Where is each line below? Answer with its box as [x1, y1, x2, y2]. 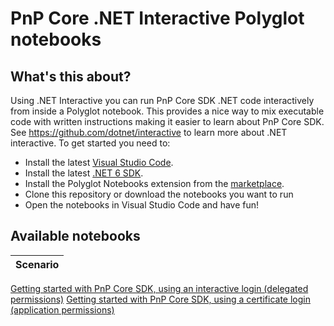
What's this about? [10, 68, 132, 85]
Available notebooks [10, 228, 141, 245]
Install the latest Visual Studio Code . [24, 157, 174, 168]
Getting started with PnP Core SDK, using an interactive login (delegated [10, 282, 309, 294]
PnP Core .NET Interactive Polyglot [10, 7, 305, 30]
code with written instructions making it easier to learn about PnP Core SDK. [10, 116, 325, 127]
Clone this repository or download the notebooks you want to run [24, 188, 294, 200]
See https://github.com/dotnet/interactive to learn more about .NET [10, 127, 288, 138]
